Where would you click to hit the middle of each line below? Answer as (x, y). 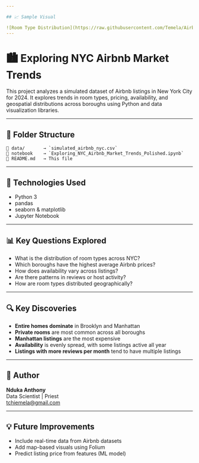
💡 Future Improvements (50, 426)
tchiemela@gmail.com (33, 402)
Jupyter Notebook (37, 216)
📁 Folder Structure (41, 134)
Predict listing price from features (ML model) (70, 453)
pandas (24, 204)
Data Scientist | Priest (33, 396)
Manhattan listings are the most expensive (68, 338)
